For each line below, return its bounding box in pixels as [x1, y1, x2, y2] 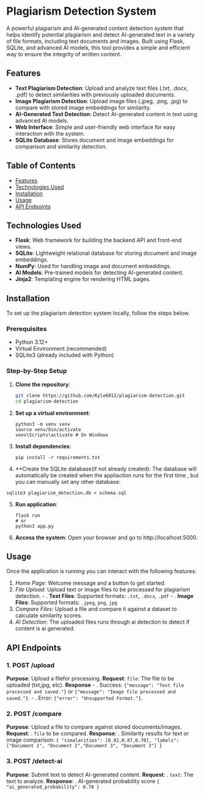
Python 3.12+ [15, 338, 48, 346]
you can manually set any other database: [15, 478, 121, 485]
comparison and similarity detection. [15, 142, 107, 150]
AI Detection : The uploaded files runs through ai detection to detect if [15, 618, 190, 626]
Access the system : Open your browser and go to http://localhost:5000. [15, 533, 198, 541]
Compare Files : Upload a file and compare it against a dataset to [15, 605, 177, 613]
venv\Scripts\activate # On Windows [15, 432, 109, 438]
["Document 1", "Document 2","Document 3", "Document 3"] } [6, 743, 163, 749]
